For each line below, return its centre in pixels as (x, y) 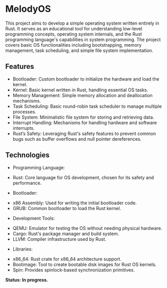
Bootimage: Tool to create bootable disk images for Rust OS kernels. (85, 264)
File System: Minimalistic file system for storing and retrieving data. (83, 117)
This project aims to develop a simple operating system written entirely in (82, 23)
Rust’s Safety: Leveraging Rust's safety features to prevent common (84, 133)
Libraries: (23, 249)
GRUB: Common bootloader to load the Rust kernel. (67, 208)
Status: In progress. (27, 280)
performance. (27, 183)
